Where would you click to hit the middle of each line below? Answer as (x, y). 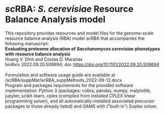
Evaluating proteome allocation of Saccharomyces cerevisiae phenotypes (82, 49)
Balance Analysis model (55, 19)
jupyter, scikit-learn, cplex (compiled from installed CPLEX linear (70, 96)
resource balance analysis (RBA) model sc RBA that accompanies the (75, 38)
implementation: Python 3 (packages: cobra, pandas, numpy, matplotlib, (78, 90)
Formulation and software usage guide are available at (60, 75)
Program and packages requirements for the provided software (69, 85)
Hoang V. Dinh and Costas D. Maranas (44, 59)
